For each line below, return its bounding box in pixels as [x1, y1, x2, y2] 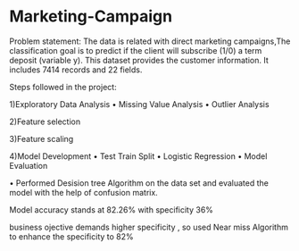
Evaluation [9, 160, 48, 171]
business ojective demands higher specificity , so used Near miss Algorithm [9, 222, 288, 232]
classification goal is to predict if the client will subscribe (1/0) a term [9, 45, 262, 55]
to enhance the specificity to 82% [9, 230, 134, 242]
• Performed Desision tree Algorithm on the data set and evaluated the [9, 177, 270, 188]
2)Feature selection [9, 116, 81, 127]
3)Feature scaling [9, 133, 74, 144]
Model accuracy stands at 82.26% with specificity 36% [9, 204, 214, 215]
